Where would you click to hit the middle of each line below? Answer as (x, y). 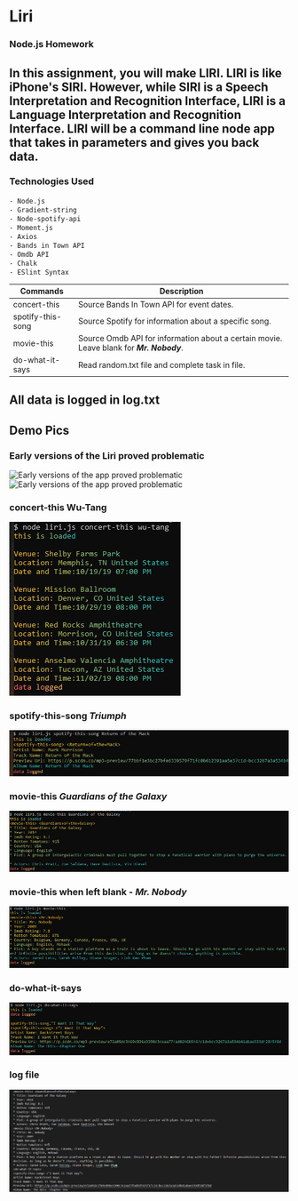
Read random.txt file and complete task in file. (162, 364)
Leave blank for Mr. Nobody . (131, 348)
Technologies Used (52, 181)
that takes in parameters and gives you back (134, 143)
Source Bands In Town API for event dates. (156, 304)
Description (181, 292)
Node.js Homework (52, 44)
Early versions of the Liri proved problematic (107, 455)
